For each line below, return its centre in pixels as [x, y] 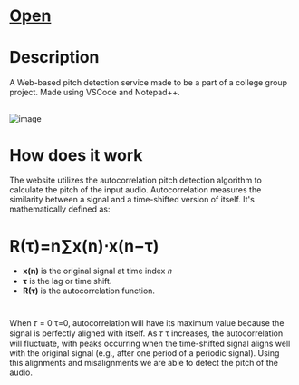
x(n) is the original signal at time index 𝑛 [97, 271]
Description [54, 58]
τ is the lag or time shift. [67, 281]
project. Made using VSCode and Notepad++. [95, 93]
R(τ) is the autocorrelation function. [89, 291]
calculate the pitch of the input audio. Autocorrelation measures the [135, 190]
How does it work [76, 155]
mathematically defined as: [60, 209]
